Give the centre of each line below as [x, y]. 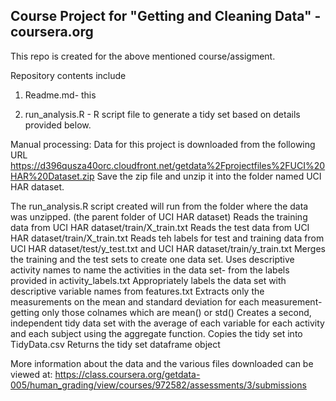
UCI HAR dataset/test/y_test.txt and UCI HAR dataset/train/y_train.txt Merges [168, 248]
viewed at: [31, 374]
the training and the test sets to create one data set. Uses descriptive [152, 259]
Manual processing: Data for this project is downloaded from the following [163, 144]
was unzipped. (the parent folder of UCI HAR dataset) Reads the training [159, 216]
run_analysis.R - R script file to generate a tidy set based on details [162, 114]
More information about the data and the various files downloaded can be [162, 363]
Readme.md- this [60, 95]
